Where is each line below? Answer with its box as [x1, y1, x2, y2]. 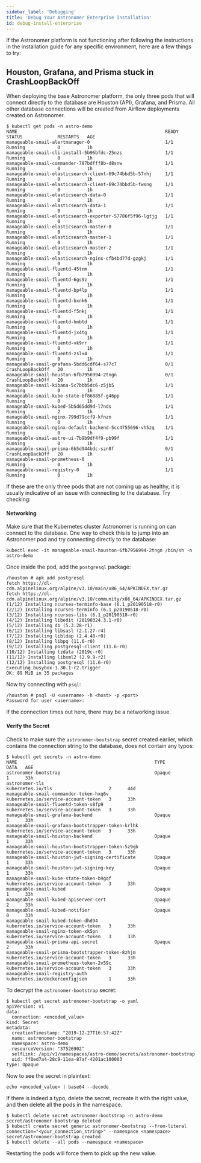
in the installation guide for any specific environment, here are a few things [6, 43, 191, 50]
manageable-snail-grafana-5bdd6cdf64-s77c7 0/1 [6, 361, 173, 367]
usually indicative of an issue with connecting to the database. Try [6, 489, 170, 497]
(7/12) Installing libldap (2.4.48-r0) [6, 633, 107, 639]
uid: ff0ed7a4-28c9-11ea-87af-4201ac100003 [11, 1056, 122, 1062]
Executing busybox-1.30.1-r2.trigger [6, 665, 101, 671]
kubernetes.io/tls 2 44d [6, 785, 136, 791]
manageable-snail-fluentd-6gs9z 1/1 [6, 277, 173, 283]
